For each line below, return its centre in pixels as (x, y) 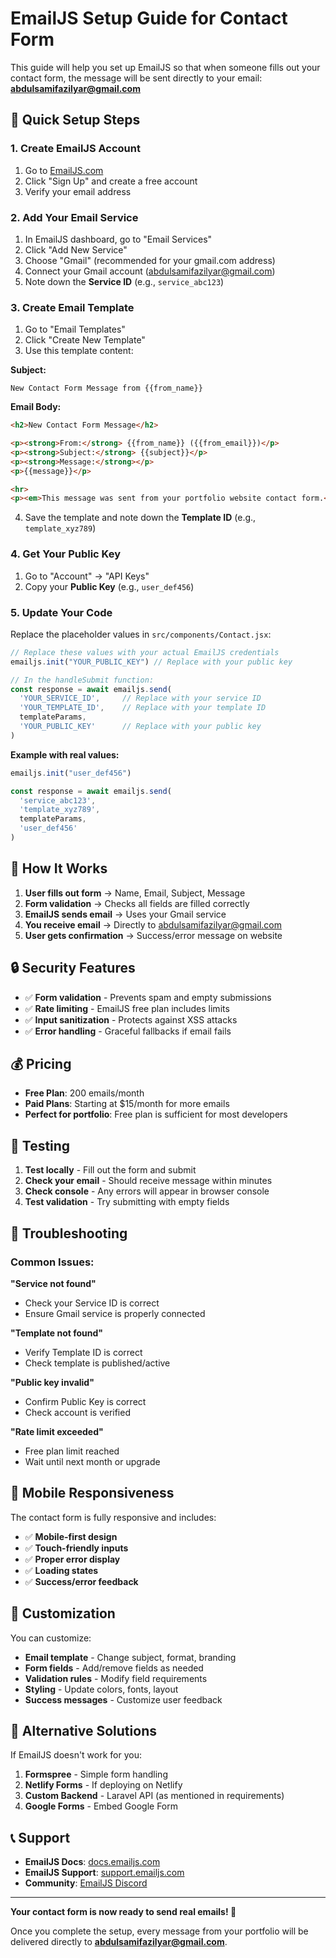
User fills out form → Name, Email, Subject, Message (135, 893)
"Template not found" (57, 1333)
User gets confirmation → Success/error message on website (153, 935)
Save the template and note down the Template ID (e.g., (140, 518)
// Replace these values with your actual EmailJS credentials (145, 652)
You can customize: (51, 1638)
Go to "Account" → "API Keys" (87, 576)
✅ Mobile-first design (71, 1536)
